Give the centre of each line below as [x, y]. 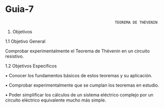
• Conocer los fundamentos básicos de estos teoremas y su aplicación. [79, 75]
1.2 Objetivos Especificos [31, 66]
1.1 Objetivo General [25, 41]
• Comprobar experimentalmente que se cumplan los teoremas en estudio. [82, 85]
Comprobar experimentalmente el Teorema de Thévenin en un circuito [77, 51]
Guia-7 [19, 9]
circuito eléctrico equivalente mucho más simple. [56, 100]
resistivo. [14, 56]
